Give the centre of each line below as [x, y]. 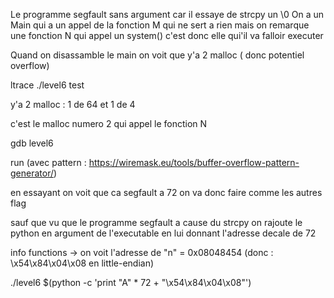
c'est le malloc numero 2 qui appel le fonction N [109, 123]
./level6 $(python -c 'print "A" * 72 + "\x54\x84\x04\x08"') [131, 282]
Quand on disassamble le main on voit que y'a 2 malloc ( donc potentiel [157, 55]
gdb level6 [32, 143]
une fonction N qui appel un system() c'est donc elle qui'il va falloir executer [167, 35]
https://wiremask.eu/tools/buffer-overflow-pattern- [194, 162]
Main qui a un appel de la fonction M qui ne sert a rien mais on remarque [160, 25]
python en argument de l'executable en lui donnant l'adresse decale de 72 [163, 233]
